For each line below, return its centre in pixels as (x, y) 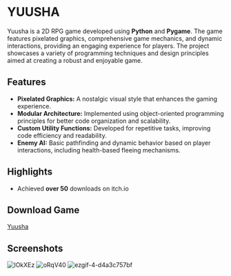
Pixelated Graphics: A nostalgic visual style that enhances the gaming (117, 99)
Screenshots (35, 248)
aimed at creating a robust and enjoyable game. (75, 60)
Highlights (30, 172)
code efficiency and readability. (62, 135)
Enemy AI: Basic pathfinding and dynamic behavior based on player (114, 143)
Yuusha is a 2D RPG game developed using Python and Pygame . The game (115, 31)
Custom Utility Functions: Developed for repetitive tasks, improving (114, 128)
